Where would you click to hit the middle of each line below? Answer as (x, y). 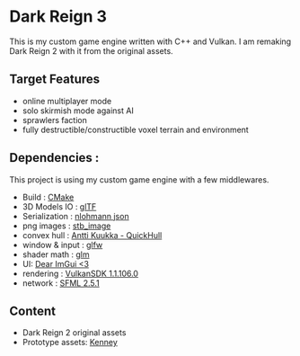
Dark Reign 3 (58, 17)
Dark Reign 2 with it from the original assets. (91, 50)
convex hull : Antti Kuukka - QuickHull (92, 235)
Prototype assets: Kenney (70, 343)
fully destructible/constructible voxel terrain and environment (135, 129)
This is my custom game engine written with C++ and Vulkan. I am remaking (150, 41)
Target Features (55, 80)
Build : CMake (48, 197)
